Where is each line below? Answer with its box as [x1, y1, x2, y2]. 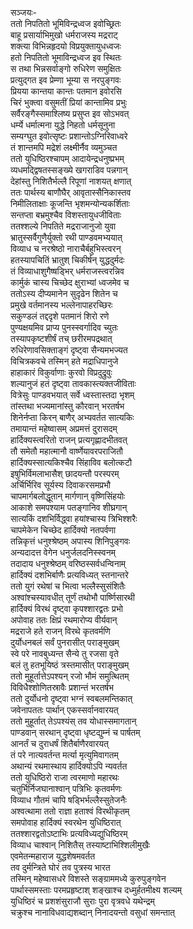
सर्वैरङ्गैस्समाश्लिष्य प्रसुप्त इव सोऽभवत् [10, 108, 130, 119]
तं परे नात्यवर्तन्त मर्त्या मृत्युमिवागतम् [10, 749, 119, 761]
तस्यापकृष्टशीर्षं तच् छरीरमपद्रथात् [10, 333, 113, 344]
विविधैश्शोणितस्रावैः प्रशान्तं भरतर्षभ [10, 682, 115, 693]
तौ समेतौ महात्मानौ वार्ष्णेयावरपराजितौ [10, 445, 123, 457]
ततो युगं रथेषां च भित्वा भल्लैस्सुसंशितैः [10, 580, 126, 592]
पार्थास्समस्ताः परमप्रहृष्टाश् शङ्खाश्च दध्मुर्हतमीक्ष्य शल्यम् [10, 884, 183, 896]
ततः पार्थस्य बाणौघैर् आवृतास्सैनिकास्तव [10, 187, 132, 198]
